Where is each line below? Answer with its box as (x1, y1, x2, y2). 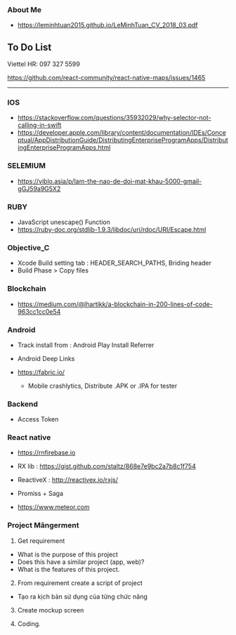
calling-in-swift (17, 121, 62, 129)
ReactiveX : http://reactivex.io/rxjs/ (17, 476, 118, 484)
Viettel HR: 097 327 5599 (7, 60, 81, 68)
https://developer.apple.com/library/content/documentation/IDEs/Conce (17, 129, 226, 137)
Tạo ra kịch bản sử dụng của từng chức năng (17, 592, 147, 601)
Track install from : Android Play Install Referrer (17, 341, 155, 349)
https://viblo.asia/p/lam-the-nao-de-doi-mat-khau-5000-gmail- (17, 177, 202, 185)
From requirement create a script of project (17, 578, 143, 587)
